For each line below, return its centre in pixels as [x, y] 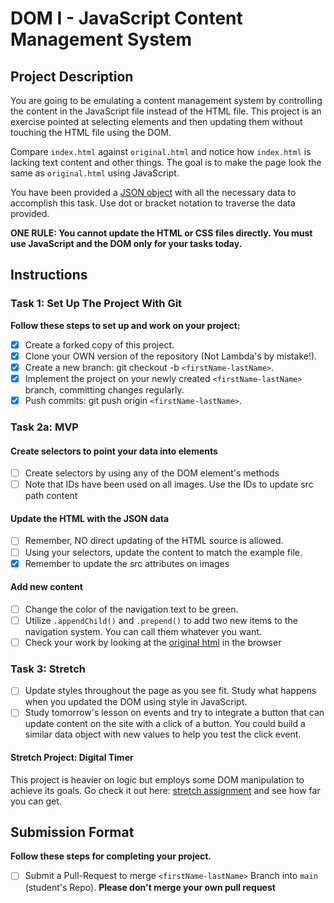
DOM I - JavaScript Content [126, 18]
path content [51, 496]
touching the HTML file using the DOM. [91, 132]
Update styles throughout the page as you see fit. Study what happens [170, 691]
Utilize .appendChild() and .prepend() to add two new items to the [161, 620]
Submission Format [72, 832]
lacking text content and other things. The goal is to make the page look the [166, 162]
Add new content [46, 587]
